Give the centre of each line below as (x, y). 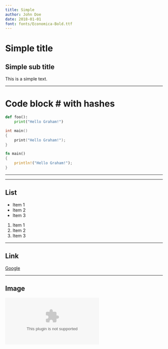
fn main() (15, 154)
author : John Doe (23, 14)
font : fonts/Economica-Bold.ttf (39, 24)
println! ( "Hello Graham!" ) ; (43, 163)
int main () (16, 130)
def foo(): (16, 117)
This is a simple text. (26, 79)
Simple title (29, 48)
